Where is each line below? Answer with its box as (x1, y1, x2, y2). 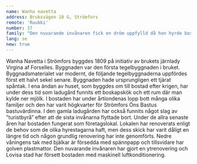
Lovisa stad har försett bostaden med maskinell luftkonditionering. (6, 151, 166, 158)
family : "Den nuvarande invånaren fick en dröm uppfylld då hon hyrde (6, 31, 182, 36)
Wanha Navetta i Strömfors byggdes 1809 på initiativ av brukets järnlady (6, 57, 181, 65)
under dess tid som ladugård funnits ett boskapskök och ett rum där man (6, 89, 182, 96)
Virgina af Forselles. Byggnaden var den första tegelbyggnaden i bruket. (6, 63, 180, 71)
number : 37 (6, 25, 33, 31)
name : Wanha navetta (6, 8, 57, 15)
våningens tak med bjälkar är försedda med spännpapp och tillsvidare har (6, 139, 185, 146)
